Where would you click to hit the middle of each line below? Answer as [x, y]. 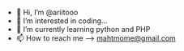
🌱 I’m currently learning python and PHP [83, 29]
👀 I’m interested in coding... [62, 21]
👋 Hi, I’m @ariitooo [47, 12]
